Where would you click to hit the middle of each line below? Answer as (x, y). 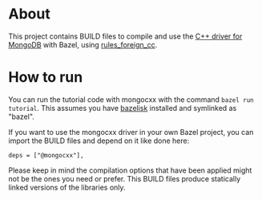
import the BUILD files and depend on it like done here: (99, 141)
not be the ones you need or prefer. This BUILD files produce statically (125, 178)
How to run (46, 78)
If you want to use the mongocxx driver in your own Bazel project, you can (131, 132)
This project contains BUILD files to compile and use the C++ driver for (125, 36)
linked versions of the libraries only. (67, 187)
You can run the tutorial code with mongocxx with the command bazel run (131, 99)
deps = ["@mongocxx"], (46, 155)
